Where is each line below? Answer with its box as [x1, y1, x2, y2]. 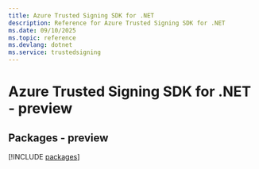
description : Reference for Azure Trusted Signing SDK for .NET [8, 19, 226, 27]
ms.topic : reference [8, 33, 77, 42]
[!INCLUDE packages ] [8, 152, 80, 161]
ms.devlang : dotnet [8, 41, 73, 49]
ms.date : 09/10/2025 [8, 26, 77, 34]
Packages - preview [8, 131, 109, 144]
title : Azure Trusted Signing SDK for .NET [8, 11, 155, 20]
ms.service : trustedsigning [8, 48, 102, 56]
